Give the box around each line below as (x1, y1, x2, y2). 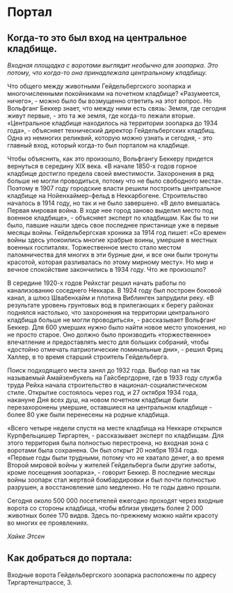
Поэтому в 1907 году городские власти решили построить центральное (7, 184, 221, 192)
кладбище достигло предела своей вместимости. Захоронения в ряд (7, 170, 214, 177)
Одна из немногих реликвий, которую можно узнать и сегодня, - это (7, 133, 213, 142)
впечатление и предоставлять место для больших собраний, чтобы (7, 338, 209, 346)
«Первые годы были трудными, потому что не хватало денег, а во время (7, 453, 225, 462)
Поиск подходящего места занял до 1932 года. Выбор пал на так (7, 366, 200, 374)
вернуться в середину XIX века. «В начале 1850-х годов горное (7, 162, 197, 170)
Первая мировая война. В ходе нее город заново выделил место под (7, 206, 214, 214)
